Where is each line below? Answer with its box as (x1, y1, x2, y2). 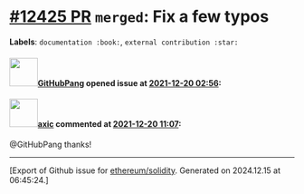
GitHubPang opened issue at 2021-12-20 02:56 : (37, 77, 222, 88)
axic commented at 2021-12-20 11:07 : (37, 119, 182, 130)
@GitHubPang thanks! (9, 139, 92, 150)
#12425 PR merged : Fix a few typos (9, 6, 270, 27)
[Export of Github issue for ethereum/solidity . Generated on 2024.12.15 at (9, 165, 281, 176)
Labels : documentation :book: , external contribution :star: (9, 36, 239, 47)
